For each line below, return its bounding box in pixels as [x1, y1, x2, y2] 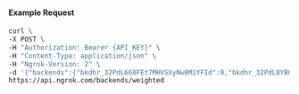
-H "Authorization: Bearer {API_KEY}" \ [8, 43, 162, 52]
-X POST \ [8, 35, 46, 44]
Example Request [8, 7, 75, 18]
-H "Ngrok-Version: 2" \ [8, 59, 101, 68]
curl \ [8, 27, 33, 35]
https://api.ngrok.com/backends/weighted [8, 76, 165, 85]
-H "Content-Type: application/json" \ [8, 51, 157, 60]
